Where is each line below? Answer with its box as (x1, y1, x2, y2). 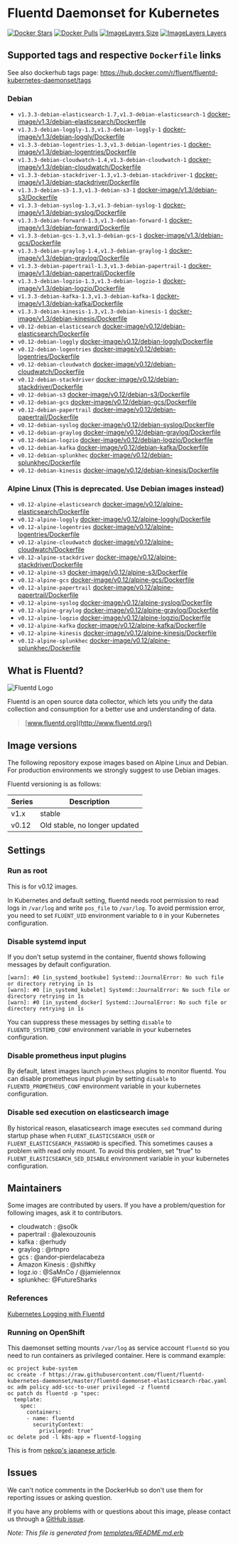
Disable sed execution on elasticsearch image (7, 1108, 169, 1118)
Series (11, 797, 33, 807)
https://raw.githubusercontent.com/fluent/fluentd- (48, 1371, 205, 1378)
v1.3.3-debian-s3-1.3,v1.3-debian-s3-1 (17, 187, 136, 194)
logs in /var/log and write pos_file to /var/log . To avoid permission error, (7, 904, 225, 912)
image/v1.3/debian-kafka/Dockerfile (17, 300, 124, 308)
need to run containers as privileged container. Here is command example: (7, 1351, 226, 1359)
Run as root (7, 866, 48, 876)
